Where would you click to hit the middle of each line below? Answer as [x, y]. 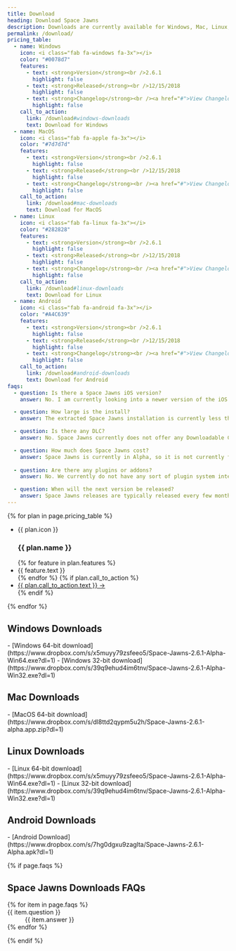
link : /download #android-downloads [78, 373]
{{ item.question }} [34, 912]
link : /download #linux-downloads [75, 288]
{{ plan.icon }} [38, 529]
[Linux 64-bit [31, 768]
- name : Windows [37, 46]
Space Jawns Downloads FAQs [77, 887]
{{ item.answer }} [50, 920]
